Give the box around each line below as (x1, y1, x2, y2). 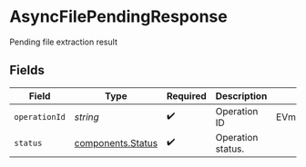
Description (215, 89, 268, 102)
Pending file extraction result (9, 36, 118, 47)
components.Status (74, 136, 158, 149)
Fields (9, 63, 46, 78)
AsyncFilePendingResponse (9, 6, 228, 27)
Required (166, 89, 207, 102)
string (74, 111, 100, 123)
